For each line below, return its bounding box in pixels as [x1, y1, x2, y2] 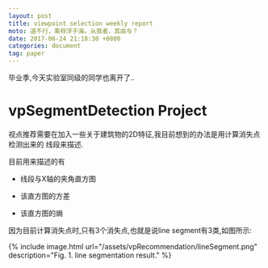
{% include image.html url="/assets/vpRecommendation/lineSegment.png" [8, 241, 258, 251]
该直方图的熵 [19, 208, 63, 218]
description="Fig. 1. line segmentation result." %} [8, 250, 172, 260]
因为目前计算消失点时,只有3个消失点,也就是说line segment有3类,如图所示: [8, 225, 252, 235]
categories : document [8, 42, 82, 50]
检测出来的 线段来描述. [8, 139, 83, 149]
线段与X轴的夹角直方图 [19, 173, 97, 183]
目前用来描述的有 [8, 156, 65, 166]
